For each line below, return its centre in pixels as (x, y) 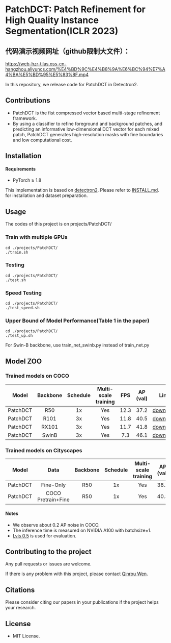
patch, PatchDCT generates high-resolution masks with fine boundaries (88, 134)
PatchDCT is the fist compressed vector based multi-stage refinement (86, 113)
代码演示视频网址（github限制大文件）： (68, 51)
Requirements (21, 169)
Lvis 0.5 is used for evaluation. (45, 536)
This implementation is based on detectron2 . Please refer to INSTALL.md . (82, 190)
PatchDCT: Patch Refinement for (76, 9)
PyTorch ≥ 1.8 (27, 180)
